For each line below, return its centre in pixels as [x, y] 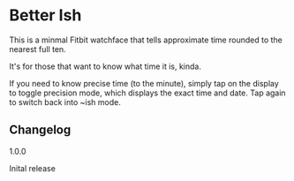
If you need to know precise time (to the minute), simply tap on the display [144, 83]
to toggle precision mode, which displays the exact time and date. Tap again [147, 93]
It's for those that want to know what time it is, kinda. [105, 66]
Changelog [40, 130]
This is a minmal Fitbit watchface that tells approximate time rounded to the [146, 40]
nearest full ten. [38, 49]
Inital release [32, 168]
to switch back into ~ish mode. [65, 102]
